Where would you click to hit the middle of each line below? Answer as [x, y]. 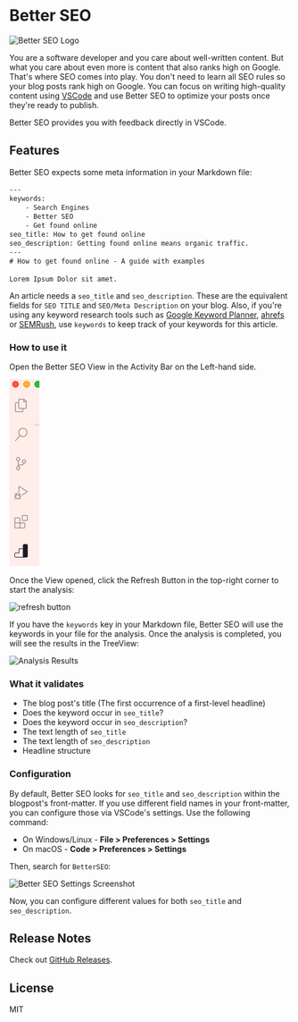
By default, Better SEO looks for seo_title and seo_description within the [145, 793]
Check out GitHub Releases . [61, 960]
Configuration [40, 774]
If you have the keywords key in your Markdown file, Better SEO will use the [146, 625]
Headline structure [56, 751]
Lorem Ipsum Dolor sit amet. [63, 279]
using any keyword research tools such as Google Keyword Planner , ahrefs [147, 315]
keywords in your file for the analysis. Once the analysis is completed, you [145, 634]
